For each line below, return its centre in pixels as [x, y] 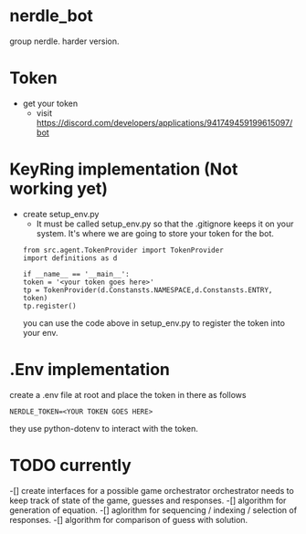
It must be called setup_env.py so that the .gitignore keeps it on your [165, 224]
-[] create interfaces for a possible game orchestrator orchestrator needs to [152, 490]
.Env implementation [90, 370]
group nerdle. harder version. [65, 41]
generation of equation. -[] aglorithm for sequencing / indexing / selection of [153, 510]
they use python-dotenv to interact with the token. [104, 428]
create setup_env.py [61, 214]
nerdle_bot [52, 16]
